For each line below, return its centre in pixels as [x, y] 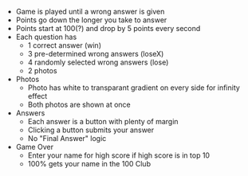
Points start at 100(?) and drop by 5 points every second [108, 28]
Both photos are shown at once [79, 104]
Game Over [35, 147]
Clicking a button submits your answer [91, 130]
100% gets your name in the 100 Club [89, 164]
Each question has [46, 37]
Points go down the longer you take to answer [91, 20]
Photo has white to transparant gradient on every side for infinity [134, 88]
